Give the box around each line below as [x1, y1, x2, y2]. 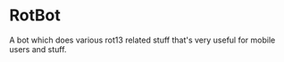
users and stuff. [9, 43, 67, 54]
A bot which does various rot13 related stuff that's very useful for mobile [9, 35, 276, 45]
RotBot [9, 5, 61, 26]
